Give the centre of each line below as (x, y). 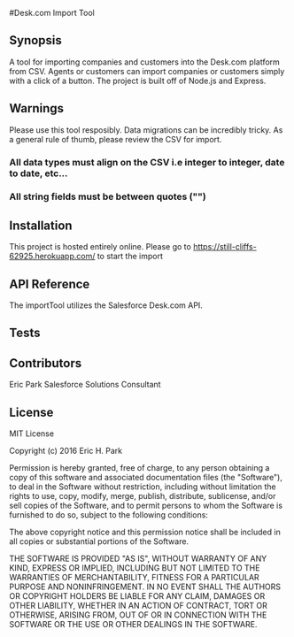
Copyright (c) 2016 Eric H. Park (66, 451)
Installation (41, 225)
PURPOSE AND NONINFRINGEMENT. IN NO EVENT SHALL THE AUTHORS (145, 587)
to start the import (130, 257)
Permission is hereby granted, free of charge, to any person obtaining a (139, 468)
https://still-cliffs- (225, 247)
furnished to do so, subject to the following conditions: (108, 515)
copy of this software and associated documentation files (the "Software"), (146, 478)
